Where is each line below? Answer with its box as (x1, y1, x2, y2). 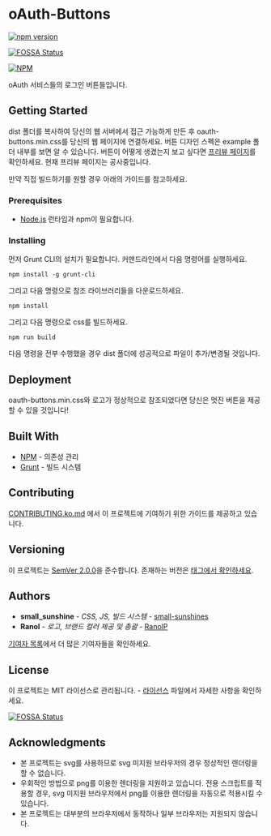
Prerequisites (8, 195, 62, 206)
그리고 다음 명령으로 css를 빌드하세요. (8, 317, 128, 327)
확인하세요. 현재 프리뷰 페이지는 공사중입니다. (8, 156, 151, 166)
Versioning (8, 542, 65, 556)
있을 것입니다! (25, 405, 69, 415)
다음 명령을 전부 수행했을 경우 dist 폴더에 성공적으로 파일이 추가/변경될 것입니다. (8, 349, 260, 358)
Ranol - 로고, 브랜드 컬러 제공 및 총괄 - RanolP (19, 622, 168, 632)
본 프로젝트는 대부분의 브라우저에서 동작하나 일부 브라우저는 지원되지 (19, 808, 237, 819)
